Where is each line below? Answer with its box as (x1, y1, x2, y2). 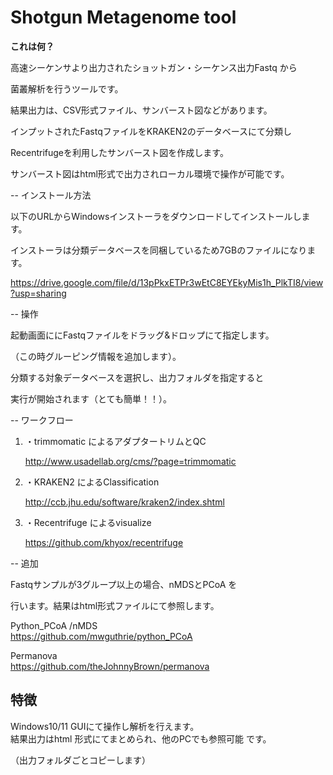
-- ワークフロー (10, 414, 74, 426)
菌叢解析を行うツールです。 (10, 82, 124, 95)
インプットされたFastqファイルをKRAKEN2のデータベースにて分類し (10, 125, 293, 137)
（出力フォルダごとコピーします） (10, 754, 151, 766)
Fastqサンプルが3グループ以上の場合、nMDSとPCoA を (10, 578, 238, 590)
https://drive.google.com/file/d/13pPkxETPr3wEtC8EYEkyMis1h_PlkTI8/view (10, 276, 324, 288)
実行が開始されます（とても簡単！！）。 (10, 392, 172, 405)
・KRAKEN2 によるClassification (24, 476, 160, 488)
